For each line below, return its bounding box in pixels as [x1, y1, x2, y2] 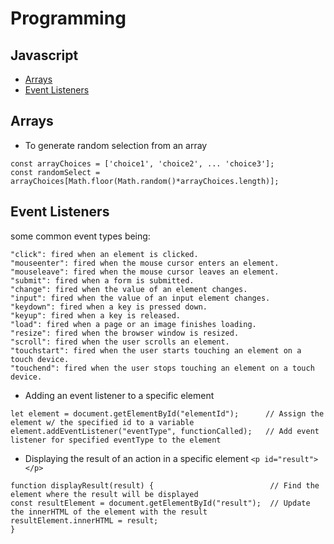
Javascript [10, 47, 79, 64]
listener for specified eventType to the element [10, 435, 222, 445]
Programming [10, 7, 127, 30]
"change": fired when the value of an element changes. [10, 284, 248, 294]
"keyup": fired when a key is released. [10, 310, 182, 321]
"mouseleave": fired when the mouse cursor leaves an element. [10, 267, 280, 277]
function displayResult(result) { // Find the [10, 480, 320, 491]
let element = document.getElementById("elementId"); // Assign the [10, 408, 325, 419]
